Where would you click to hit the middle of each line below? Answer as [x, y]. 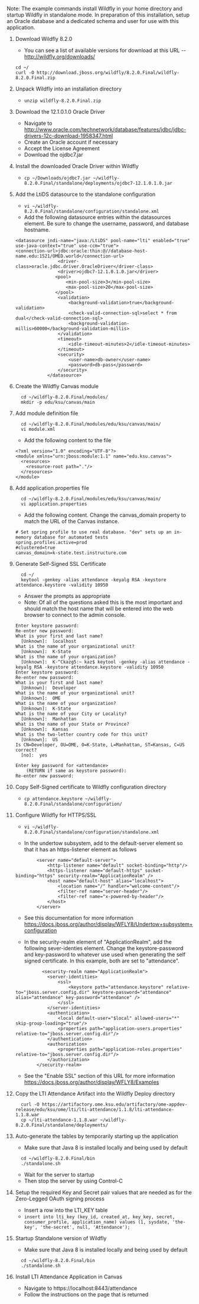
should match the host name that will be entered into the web [99, 608]
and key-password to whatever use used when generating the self [105, 954]
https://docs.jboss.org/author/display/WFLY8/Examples [92, 1082]
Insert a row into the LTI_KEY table [66, 1210]
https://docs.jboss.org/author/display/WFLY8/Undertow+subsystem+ [109, 924]
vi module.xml [38, 429]
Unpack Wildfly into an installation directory [68, 89]
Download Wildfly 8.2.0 [44, 39]
